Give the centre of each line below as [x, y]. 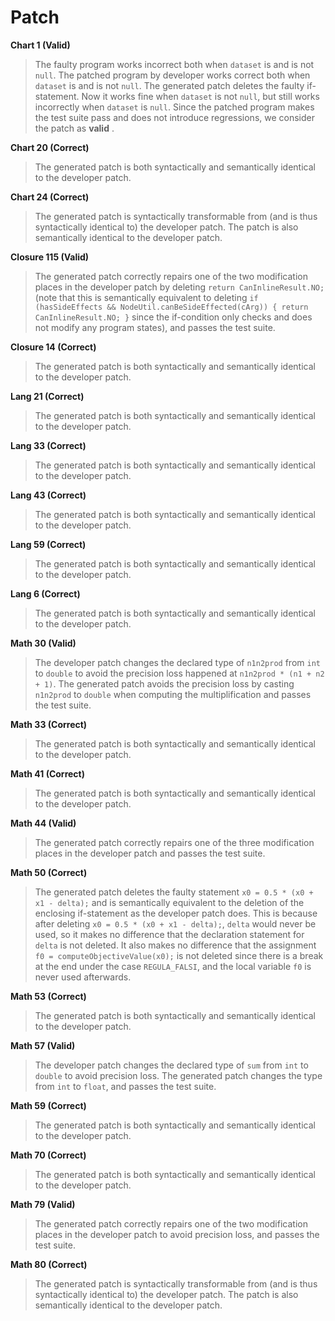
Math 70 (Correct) [48, 1155]
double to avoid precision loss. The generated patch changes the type [178, 1075]
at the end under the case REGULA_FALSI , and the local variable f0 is [173, 966]
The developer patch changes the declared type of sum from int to [171, 1065]
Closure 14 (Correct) [53, 347]
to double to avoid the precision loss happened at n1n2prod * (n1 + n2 [179, 673]
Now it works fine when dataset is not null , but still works [200, 96]
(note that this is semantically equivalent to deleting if [146, 297]
